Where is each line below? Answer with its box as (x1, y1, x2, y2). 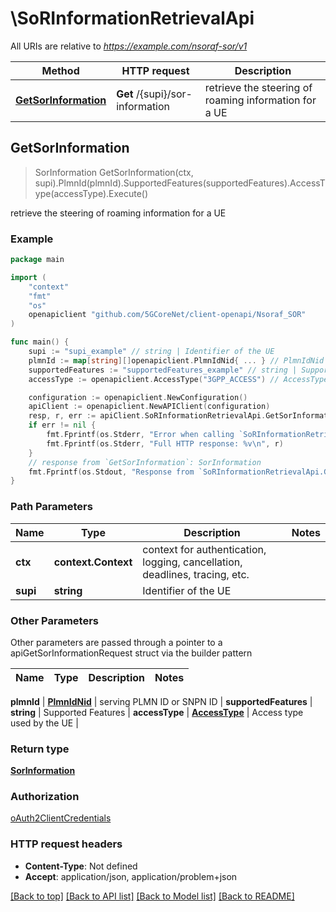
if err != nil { (28, 420, 97, 431)
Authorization (10, 790, 80, 804)
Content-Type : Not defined (24, 860, 138, 872)
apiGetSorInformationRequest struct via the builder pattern (10, 647, 253, 659)
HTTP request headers (10, 837, 123, 851)
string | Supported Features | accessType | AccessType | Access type (10, 706, 304, 718)
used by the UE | (10, 717, 79, 729)
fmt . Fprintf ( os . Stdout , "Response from (28, 467, 195, 477)
